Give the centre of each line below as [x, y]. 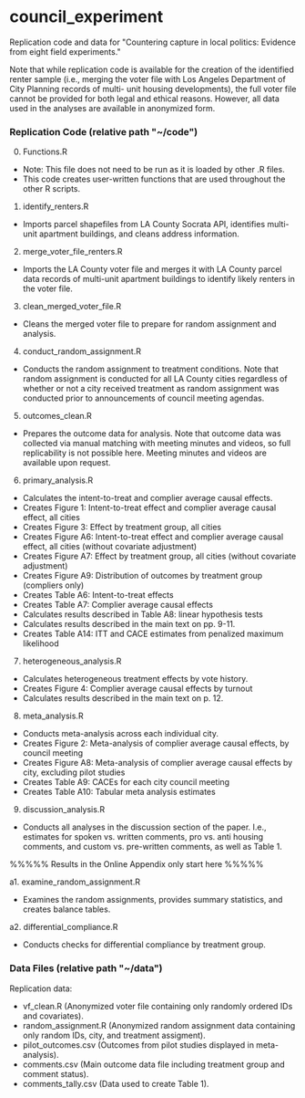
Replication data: [41, 988]
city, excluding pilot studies [74, 772]
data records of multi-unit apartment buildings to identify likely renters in [159, 279]
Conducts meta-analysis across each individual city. [120, 734]
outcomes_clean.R [57, 416]
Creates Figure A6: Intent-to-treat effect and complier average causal [153, 537]
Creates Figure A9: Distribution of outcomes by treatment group [142, 576]
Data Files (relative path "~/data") [86, 968]
